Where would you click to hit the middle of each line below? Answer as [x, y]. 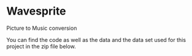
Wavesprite [36, 11]
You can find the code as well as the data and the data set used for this [96, 40]
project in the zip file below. [41, 46]
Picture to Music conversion [42, 28]
